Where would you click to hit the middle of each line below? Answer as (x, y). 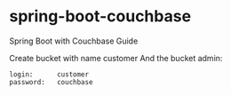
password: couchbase (51, 82)
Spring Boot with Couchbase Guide (74, 41)
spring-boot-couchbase (100, 16)
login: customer (49, 74)
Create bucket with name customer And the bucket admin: (116, 58)
